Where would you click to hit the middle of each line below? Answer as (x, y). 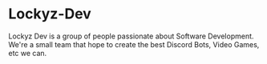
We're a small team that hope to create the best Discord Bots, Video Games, (134, 44)
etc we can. (28, 53)
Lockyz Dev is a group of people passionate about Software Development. (131, 36)
